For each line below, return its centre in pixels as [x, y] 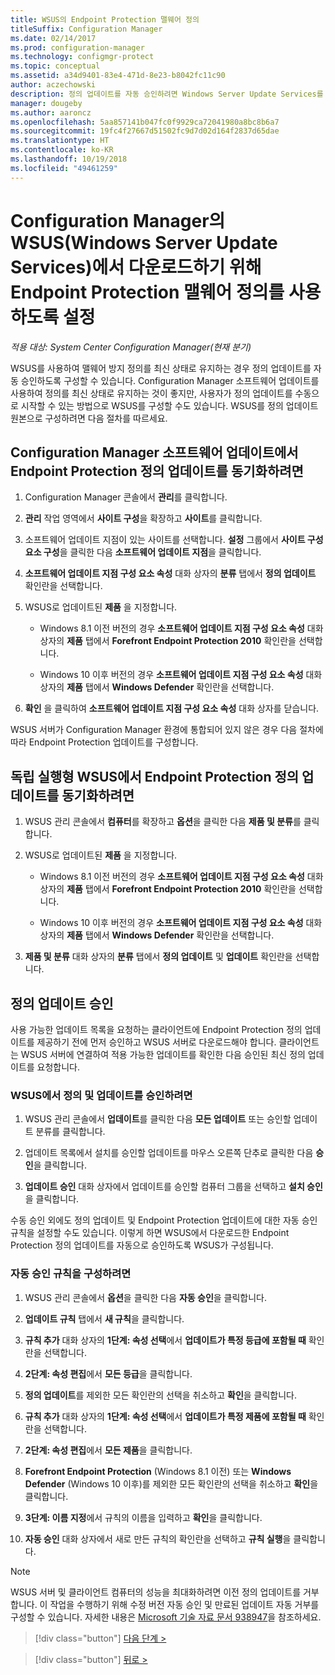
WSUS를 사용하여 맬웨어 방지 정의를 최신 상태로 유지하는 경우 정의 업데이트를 [161, 368]
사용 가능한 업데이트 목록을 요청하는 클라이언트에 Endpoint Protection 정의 [156, 1029]
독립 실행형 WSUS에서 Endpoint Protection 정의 [155, 776]
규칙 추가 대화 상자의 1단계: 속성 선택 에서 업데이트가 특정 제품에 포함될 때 [165, 1416]
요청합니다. [58, 1067]
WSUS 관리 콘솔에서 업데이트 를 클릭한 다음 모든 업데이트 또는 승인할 [158, 1119]
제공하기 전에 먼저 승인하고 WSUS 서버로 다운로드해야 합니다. [156, 1042]
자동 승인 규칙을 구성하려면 [71, 1274]
